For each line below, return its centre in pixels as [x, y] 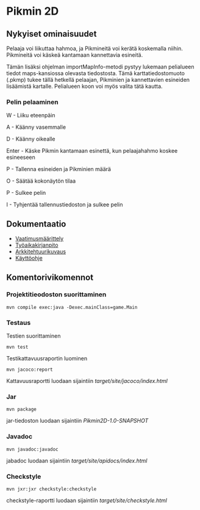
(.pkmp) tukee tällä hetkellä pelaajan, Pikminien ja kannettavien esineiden [98, 80]
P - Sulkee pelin [26, 193]
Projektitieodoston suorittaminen [56, 294]
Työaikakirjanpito [37, 245]
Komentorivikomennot [50, 277]
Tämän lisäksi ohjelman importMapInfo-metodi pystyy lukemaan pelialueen [100, 67]
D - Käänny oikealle [31, 139]
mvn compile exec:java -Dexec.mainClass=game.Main [72, 307]
